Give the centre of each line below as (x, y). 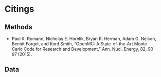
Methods (18, 27)
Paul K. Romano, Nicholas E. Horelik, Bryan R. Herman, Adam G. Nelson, (84, 38)
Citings (19, 9)
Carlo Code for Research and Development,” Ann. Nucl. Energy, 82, (79, 49)
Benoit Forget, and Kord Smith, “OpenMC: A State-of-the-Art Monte (79, 44)
